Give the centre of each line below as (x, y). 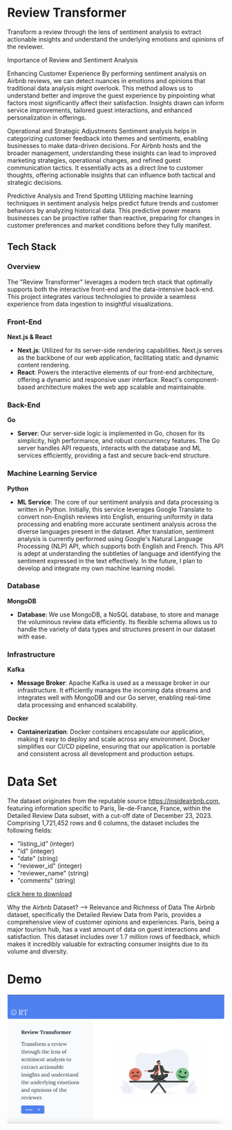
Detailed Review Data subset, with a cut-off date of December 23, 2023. (110, 816)
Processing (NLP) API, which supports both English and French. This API (120, 546)
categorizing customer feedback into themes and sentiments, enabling (108, 138)
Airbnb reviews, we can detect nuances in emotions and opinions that (106, 80)
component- (202, 379)
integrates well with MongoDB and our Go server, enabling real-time (114, 698)
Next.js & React (30, 336)
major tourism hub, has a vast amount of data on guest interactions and (109, 929)
